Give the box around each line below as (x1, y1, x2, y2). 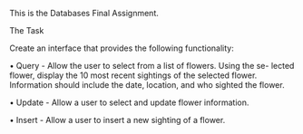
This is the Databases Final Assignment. (9, 8, 159, 18)
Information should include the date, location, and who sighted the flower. (9, 80, 285, 90)
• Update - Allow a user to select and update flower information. (9, 97, 249, 108)
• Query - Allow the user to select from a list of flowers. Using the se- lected (9, 61, 295, 71)
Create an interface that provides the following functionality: (9, 43, 234, 53)
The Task (9, 25, 44, 35)
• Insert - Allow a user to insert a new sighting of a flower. (9, 115, 226, 125)
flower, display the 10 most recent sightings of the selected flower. (9, 70, 258, 81)
